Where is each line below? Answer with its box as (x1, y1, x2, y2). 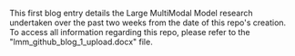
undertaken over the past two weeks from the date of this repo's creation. (9, 17, 287, 28)
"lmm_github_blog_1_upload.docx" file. (9, 36, 153, 47)
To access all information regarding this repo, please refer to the (9, 27, 250, 37)
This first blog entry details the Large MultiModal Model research (9, 8, 253, 18)
